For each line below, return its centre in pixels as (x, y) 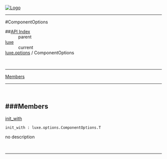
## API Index (18, 32)
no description (20, 137)
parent (25, 37)
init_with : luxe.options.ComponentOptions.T (53, 127)
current (26, 47)
